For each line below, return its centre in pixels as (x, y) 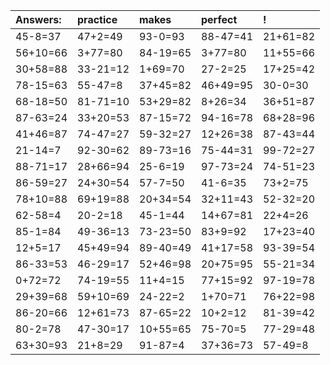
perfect (219, 19)
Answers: (38, 19)
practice (97, 19)
